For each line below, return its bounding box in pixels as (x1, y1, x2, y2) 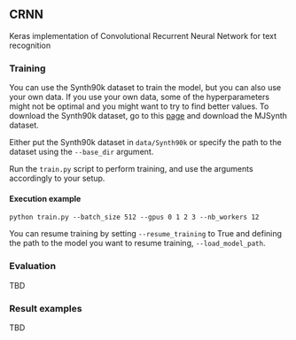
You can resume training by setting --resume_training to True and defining (9, 228, 282, 239)
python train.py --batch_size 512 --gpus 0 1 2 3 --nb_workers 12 (9, 212, 260, 222)
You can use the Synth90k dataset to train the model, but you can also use (9, 82, 282, 93)
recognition (9, 40, 51, 50)
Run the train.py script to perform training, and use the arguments (9, 164, 254, 174)
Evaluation (9, 260, 56, 273)
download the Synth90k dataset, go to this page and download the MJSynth (9, 111, 288, 121)
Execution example (9, 193, 82, 204)
